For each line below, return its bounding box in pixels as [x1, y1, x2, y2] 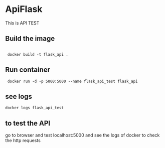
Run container [5, 66, 51, 74]
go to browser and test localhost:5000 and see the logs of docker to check [5, 132, 160, 138]
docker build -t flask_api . [7, 52, 69, 57]
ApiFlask [5, 3, 43, 15]
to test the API [5, 119, 51, 128]
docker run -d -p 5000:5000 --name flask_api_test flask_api [7, 79, 138, 84]
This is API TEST [5, 20, 40, 26]
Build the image [5, 34, 55, 43]
